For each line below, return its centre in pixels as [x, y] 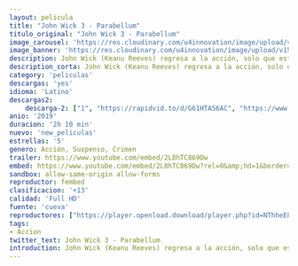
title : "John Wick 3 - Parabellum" [75, 26]
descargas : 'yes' [41, 83]
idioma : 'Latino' [41, 91]
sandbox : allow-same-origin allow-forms [85, 174]
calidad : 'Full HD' [45, 199]
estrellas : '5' [37, 141]
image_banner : [35, 51]
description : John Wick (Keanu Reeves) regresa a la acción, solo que [142, 59]
